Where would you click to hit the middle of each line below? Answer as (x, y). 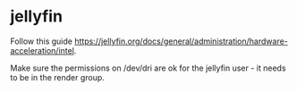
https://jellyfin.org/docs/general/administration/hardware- (181, 41)
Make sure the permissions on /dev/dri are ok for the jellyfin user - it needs (148, 68)
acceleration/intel (42, 50)
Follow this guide (41, 41)
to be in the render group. (58, 77)
